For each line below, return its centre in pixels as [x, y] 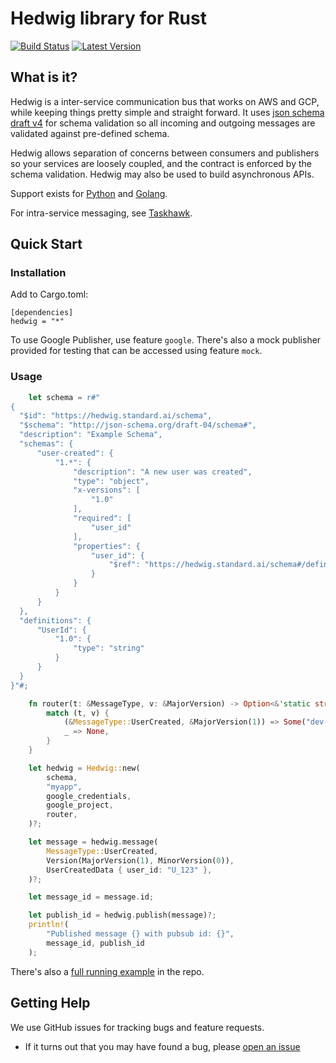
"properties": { [107, 546]
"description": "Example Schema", [91, 435]
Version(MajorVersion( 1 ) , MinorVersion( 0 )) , [140, 860]
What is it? [44, 77]
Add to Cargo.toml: [49, 294]
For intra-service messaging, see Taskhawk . [101, 213]
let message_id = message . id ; [91, 897]
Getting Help [50, 1003]
